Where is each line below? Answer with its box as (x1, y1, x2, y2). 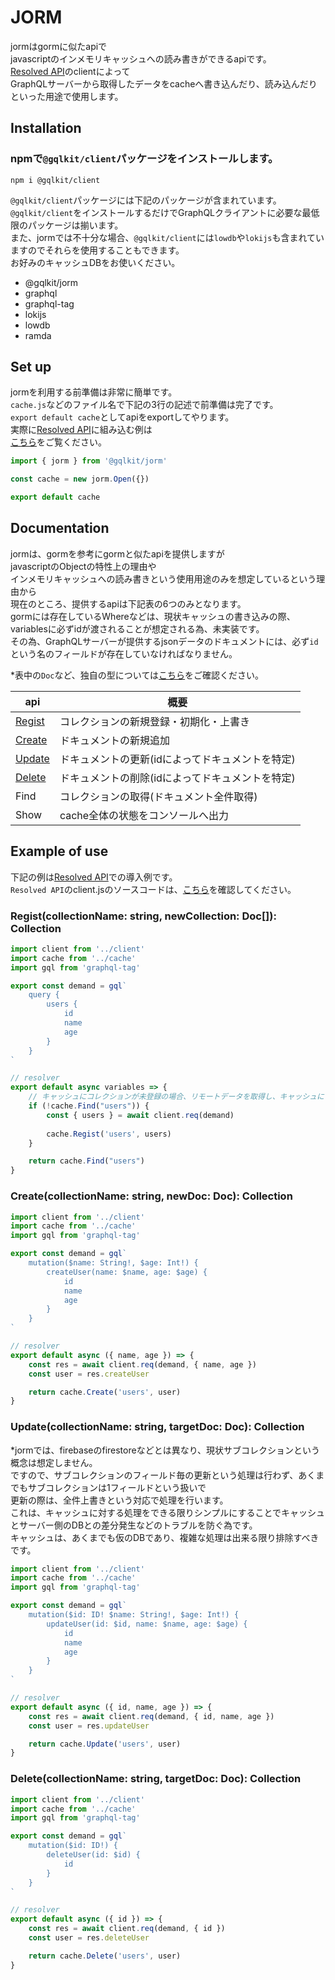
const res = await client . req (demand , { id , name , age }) (28, 1711, 275, 1721)
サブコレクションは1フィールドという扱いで (27, 1481, 207, 1493)
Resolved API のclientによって (10, 65, 131, 77)
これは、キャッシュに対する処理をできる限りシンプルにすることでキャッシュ (10, 1506, 326, 1518)
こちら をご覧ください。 (10, 436, 107, 448)
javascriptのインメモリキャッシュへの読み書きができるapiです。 (10, 52, 272, 65)
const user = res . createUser (28, 1369, 150, 1379)
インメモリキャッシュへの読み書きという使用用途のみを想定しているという (10, 572, 317, 585)
